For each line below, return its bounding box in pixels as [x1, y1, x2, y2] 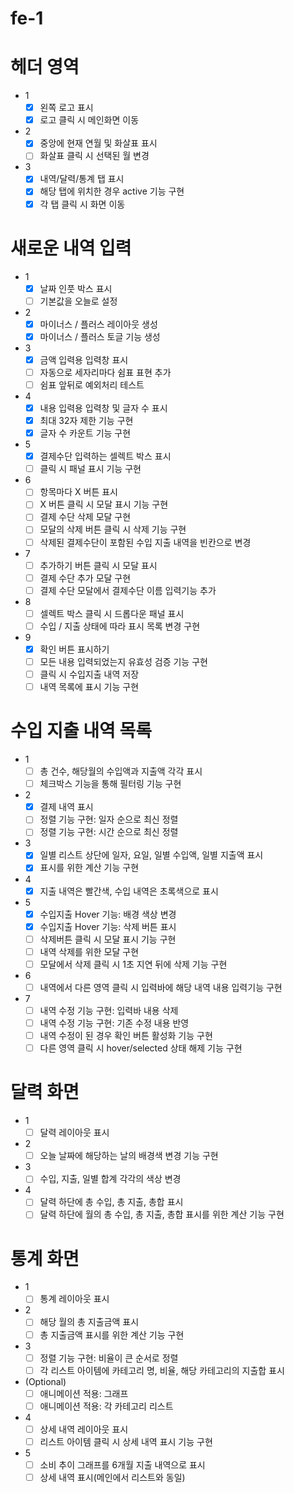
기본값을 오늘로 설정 [39, 295, 118, 307]
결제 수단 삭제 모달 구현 [39, 511, 132, 523]
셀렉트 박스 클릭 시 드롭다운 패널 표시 [39, 607, 185, 619]
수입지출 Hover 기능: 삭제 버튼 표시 [39, 920, 177, 932]
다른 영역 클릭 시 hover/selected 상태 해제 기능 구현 [39, 1042, 243, 1054]
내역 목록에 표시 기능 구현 [39, 681, 140, 693]
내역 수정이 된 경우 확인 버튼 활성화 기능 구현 [39, 1030, 213, 1042]
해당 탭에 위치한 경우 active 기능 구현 [39, 185, 185, 197]
